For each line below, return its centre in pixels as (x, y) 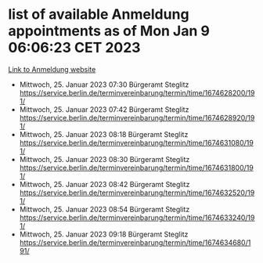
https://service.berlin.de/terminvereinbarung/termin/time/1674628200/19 (137, 92)
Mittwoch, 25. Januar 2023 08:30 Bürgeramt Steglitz (104, 159)
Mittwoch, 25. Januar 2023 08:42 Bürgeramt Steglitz (104, 184)
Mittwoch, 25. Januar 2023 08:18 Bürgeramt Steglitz (104, 134)
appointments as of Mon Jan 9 (109, 31)
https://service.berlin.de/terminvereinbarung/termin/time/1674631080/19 (137, 142)
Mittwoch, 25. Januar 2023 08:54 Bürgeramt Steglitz (104, 209)
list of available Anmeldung (99, 14)
